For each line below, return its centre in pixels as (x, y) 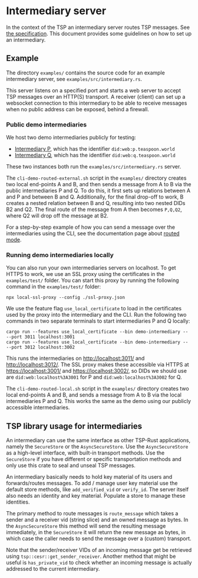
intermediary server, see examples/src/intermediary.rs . (74, 79)
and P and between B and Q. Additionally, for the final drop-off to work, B (95, 197)
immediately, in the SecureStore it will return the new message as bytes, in (96, 532)
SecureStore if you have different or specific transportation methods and (94, 459)
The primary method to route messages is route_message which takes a (92, 514)
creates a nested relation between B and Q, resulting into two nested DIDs (96, 203)
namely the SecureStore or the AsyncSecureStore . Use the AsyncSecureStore (97, 447)
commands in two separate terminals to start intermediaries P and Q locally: (98, 321)
